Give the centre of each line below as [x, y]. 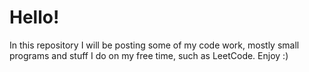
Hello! [34, 17]
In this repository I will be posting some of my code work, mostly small [154, 45]
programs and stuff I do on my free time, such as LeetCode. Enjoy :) [149, 55]
